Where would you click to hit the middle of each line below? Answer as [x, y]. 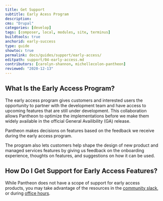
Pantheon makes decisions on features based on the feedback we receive [80, 131]
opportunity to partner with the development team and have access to [76, 105]
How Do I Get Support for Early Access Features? [81, 171]
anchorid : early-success [30, 42]
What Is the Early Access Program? [60, 89]
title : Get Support [25, 10]
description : [18, 19]
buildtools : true [23, 37]
